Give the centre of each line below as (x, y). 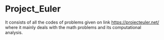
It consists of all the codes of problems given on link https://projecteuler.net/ (82, 22)
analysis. (14, 32)
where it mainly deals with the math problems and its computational (73, 27)
